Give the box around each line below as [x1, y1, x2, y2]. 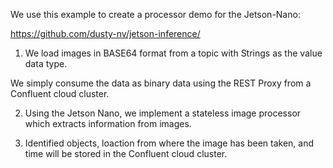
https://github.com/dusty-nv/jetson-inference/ [10, 28, 201, 39]
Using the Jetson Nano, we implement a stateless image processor [24, 107, 302, 119]
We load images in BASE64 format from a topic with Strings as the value [24, 47, 323, 59]
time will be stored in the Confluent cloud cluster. [24, 148, 228, 159]
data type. [24, 58, 68, 69]
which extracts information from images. [24, 118, 192, 129]
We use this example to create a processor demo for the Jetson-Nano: [10, 9, 301, 20]
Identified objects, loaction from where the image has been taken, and [24, 137, 315, 149]
